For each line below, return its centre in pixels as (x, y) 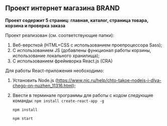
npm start (23, 118)
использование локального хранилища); (56, 55)
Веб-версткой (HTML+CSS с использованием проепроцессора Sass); (87, 45)
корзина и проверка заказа (35, 25)
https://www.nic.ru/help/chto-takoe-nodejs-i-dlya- (109, 80)
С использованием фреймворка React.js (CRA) (62, 61)
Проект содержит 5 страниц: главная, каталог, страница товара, (77, 20)
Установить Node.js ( (35, 80)
